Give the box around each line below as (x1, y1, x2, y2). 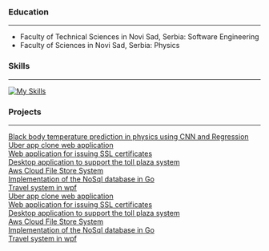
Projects (8, 106, 42, 118)
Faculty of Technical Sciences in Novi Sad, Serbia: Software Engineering (19, 32, 259, 42)
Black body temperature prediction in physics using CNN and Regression (8, 131, 250, 141)
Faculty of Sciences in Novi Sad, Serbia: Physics (19, 41, 180, 50)
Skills (8, 61, 30, 72)
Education (8, 6, 50, 18)
